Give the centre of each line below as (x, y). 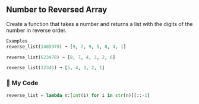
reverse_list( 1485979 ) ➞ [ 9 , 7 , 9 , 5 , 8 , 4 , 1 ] (66, 47)
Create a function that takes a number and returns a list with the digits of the (99, 24)
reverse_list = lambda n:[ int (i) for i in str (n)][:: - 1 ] (78, 95)
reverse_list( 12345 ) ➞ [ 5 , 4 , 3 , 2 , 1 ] (56, 68)
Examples (17, 41)
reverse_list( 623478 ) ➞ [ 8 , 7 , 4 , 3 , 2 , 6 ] (61, 57)
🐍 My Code (22, 83)
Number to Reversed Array (57, 10)
